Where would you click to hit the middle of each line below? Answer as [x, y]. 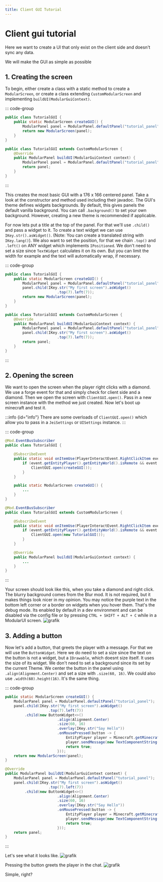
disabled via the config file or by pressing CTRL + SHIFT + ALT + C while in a [81, 615]
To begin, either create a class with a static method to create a [67, 89]
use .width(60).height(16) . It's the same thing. [52, 679]
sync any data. [20, 52]
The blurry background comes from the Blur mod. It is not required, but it [78, 595]
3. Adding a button [33, 636]
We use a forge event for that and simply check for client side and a [73, 392]
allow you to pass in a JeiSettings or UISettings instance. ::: [65, 423]
